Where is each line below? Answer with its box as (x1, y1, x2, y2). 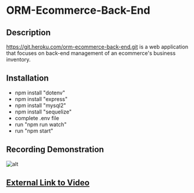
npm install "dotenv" (14, 89, 66, 96)
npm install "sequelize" (14, 108, 72, 115)
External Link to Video (6, 177, 90, 188)
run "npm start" (14, 127, 54, 134)
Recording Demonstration (6, 145, 104, 155)
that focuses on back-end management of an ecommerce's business (6, 50, 176, 57)
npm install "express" (14, 95, 68, 102)
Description (6, 27, 51, 38)
